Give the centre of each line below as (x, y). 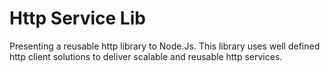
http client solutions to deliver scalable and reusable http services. (146, 56)
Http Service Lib (77, 18)
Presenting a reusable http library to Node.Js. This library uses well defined (165, 46)
